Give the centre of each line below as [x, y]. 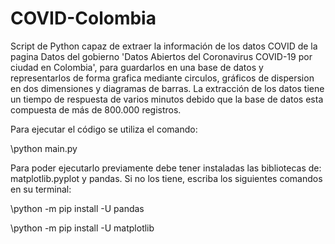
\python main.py [44, 148]
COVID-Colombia [83, 18]
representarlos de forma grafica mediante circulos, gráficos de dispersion [162, 78]
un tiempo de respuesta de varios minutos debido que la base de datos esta [167, 99]
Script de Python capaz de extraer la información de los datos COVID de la [164, 46]
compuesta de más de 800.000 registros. [96, 109]
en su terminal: [41, 189]
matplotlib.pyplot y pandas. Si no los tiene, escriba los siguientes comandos [166, 178]
